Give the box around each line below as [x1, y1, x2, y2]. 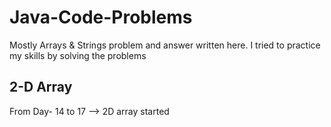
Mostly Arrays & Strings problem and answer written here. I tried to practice [9, 39, 321, 51]
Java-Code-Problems [9, 6, 193, 29]
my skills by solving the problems [9, 49, 147, 61]
